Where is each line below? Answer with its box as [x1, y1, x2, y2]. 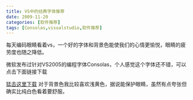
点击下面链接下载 [6, 68, 47, 76]
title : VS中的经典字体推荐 [6, 8, 65, 15]
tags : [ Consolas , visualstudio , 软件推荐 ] [6, 24, 102, 31]
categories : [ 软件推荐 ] [6, 19, 60, 25]
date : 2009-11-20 [6, 14, 49, 20]
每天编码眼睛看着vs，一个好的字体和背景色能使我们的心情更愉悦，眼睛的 [6, 41, 181, 48]
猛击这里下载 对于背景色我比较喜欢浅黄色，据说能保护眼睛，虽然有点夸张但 [6, 81, 187, 88]
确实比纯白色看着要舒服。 [6, 88, 68, 95]
